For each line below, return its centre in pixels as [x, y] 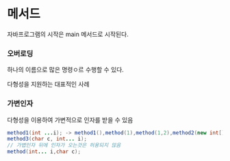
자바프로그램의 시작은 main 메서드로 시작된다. [68, 34]
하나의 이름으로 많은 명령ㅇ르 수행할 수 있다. [66, 70]
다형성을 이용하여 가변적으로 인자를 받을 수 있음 [70, 119]
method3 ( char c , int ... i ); [47, 139]
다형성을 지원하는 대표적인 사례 [49, 84]
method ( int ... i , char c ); [44, 152]
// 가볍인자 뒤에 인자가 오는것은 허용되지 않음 [64, 145]
